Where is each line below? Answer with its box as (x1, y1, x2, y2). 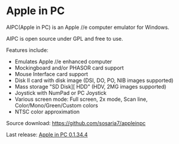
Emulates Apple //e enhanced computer (14, 58, 113, 65)
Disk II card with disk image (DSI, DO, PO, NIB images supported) (14, 77, 174, 84)
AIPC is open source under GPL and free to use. (6, 35, 123, 42)
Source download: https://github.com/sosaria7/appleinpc (6, 119, 146, 126)
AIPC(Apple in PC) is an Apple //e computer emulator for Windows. (6, 24, 170, 31)
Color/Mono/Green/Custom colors (14, 102, 98, 109)
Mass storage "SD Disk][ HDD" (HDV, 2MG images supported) (14, 83, 167, 90)
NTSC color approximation (14, 108, 80, 115)
